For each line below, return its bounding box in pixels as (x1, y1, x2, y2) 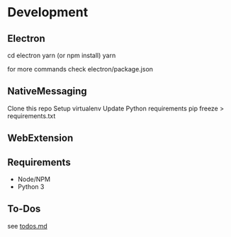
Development (7, 4, 89, 21)
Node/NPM (17, 175, 51, 184)
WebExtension (7, 132, 74, 144)
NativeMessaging (7, 86, 87, 98)
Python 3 (17, 183, 45, 191)
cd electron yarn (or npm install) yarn (7, 51, 116, 59)
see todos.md (7, 221, 47, 230)
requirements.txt (7, 111, 56, 120)
